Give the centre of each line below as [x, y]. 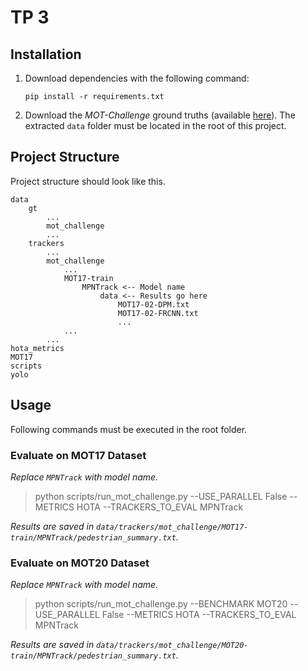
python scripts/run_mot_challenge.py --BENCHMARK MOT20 [161, 604]
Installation [46, 54]
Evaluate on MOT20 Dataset [80, 563]
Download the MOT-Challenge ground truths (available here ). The [160, 115]
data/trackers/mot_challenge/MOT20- [172, 646]
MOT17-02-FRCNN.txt [158, 313]
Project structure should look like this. [88, 181]
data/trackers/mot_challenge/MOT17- [172, 527]
